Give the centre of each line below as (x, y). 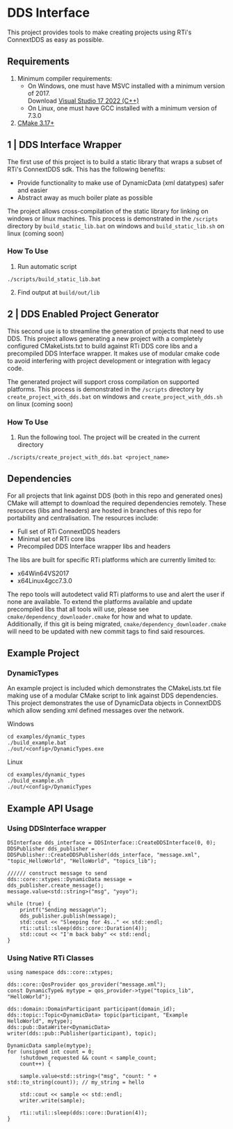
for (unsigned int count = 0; (51, 1052)
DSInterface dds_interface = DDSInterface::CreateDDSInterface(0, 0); (112, 843)
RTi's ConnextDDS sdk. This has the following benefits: (86, 169)
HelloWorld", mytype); (40, 1021)
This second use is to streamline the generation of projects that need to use (116, 331)
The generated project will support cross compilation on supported (103, 381)
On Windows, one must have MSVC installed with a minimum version (126, 86)
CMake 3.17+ (36, 123)
